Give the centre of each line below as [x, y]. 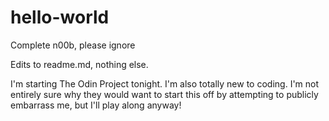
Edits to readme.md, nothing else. [79, 64]
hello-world [60, 17]
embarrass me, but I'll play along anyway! [96, 105]
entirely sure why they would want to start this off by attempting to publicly [164, 94]
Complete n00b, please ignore [73, 45]
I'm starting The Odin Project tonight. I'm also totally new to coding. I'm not [165, 83]
